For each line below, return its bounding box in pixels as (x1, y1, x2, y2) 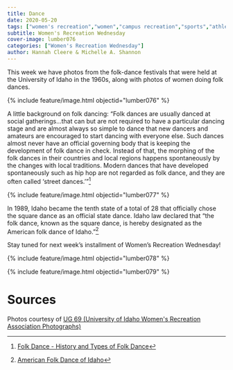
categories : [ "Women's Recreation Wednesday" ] (7, 42, 144, 49)
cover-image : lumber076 (7, 36, 76, 43)
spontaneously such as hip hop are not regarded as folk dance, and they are (7, 168, 225, 177)
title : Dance (7, 10, 45, 17)
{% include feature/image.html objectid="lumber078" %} (7, 254, 170, 262)
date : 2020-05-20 (7, 17, 58, 24)
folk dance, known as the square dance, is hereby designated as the (7, 219, 202, 227)
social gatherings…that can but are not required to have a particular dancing (7, 117, 225, 125)
